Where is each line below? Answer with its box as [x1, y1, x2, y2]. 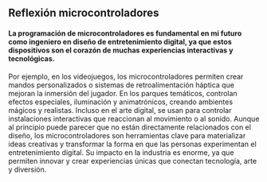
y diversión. [8, 165, 47, 174]
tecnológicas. [8, 53, 55, 63]
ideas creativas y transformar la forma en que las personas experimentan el [8, 139, 257, 149]
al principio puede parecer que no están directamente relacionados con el [8, 122, 251, 132]
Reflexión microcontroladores [8, 6, 159, 20]
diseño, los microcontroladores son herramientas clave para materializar [8, 130, 246, 140]
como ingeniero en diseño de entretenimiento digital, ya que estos [8, 37, 233, 46]
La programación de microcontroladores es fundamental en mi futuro [8, 28, 242, 38]
